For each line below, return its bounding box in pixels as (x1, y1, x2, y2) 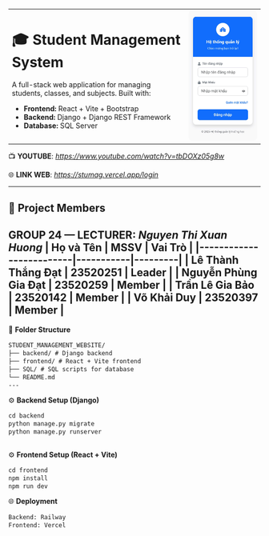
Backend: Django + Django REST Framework (23, 112, 171, 122)
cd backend (8, 411, 45, 420)
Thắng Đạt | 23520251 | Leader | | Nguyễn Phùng (8, 266, 258, 280)
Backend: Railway (8, 513, 66, 521)
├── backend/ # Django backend (8, 349, 113, 357)
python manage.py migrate (8, 419, 94, 428)
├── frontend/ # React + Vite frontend (8, 357, 142, 365)
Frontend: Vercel (8, 521, 66, 529)
